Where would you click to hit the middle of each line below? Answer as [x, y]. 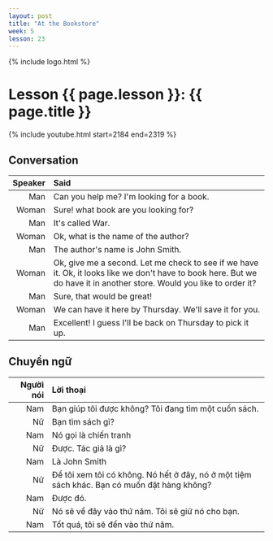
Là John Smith [79, 461]
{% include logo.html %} [50, 62]
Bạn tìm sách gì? [83, 421]
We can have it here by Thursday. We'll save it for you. [157, 310]
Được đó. [69, 498]
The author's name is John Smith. [117, 249]
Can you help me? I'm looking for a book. [131, 196]
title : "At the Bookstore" [54, 24]
